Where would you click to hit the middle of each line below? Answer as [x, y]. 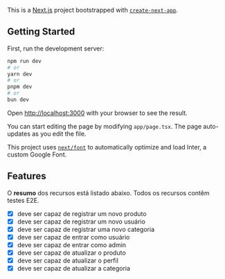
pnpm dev [20, 87]
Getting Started [41, 31]
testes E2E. [23, 200]
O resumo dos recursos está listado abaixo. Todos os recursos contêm [108, 192]
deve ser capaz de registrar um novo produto [82, 213]
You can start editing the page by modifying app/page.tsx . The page [105, 126]
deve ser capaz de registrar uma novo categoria [85, 229]
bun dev [18, 100]
